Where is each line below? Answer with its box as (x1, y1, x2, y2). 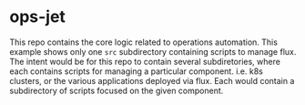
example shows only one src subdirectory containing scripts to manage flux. (9, 46, 297, 57)
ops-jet (9, 6, 66, 27)
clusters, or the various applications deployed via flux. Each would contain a (9, 75, 295, 86)
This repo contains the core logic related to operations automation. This (9, 37, 278, 47)
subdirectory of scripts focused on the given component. (9, 85, 224, 96)
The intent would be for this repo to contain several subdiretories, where (9, 56, 280, 67)
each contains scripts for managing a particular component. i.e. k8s (9, 66, 264, 77)
